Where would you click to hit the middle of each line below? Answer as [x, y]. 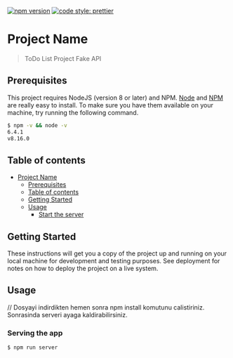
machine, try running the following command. [73, 112]
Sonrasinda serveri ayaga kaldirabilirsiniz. [67, 314]
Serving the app [35, 333]
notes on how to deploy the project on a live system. [83, 268]
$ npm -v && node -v [38, 125]
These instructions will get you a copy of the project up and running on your [117, 253]
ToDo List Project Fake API [63, 58]
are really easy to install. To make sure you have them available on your [111, 105]
